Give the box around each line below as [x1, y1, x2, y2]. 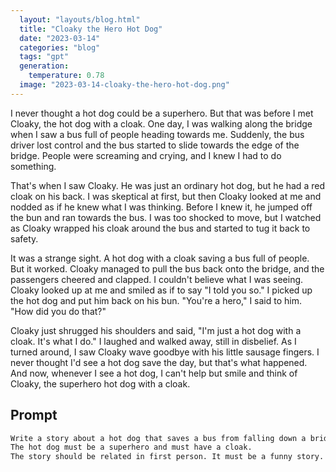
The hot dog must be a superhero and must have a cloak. [10, 442, 253, 453]
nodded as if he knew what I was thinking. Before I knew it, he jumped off [10, 201, 313, 213]
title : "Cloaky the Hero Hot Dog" [19, 24, 163, 34]
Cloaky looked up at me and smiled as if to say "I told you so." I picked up [10, 284, 313, 296]
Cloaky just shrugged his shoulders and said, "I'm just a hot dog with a [10, 324, 302, 336]
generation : [19, 61, 70, 71]
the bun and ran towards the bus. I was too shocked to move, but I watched [10, 211, 322, 223]
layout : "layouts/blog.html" [19, 14, 141, 25]
